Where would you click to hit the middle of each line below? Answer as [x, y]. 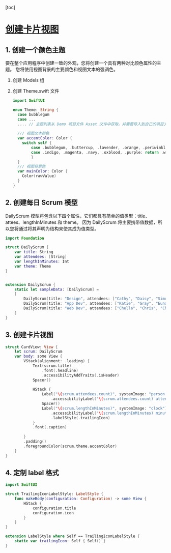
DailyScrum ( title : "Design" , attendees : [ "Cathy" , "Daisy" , [89, 299]
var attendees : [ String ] [41, 257]
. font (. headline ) [60, 370]
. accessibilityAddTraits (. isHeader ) [80, 375]
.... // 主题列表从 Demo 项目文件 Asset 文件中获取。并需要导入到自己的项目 [91, 124]
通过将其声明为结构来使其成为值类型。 [59, 228]
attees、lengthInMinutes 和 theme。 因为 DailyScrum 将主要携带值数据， [82, 222]
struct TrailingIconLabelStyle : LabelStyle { [54, 494]
